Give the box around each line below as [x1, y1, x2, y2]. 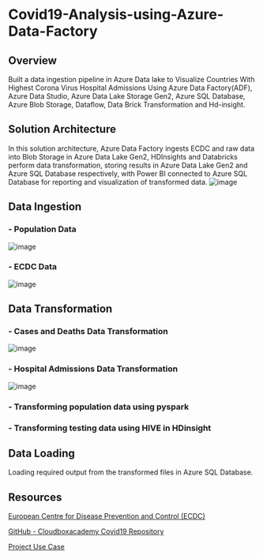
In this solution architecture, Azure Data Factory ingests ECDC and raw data [8, 144, 255, 153]
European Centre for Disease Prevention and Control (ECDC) [8, 512, 205, 521]
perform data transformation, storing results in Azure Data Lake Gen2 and [8, 160, 248, 170]
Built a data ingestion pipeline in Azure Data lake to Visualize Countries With [8, 75, 255, 84]
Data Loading [8, 447, 75, 460]
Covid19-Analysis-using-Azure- [8, 6, 224, 24]
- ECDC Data [8, 261, 58, 272]
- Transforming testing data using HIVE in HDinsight [8, 422, 212, 433]
